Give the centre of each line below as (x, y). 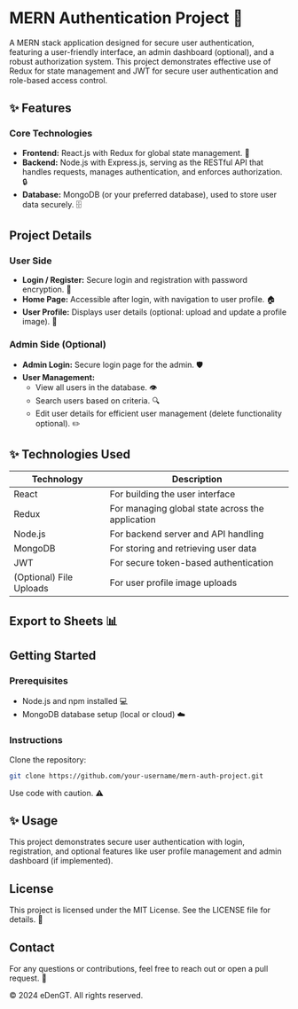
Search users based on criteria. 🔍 (98, 400)
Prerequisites (39, 681)
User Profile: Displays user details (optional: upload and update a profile (154, 312)
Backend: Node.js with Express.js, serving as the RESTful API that (143, 162)
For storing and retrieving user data (183, 549)
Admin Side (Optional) (58, 345)
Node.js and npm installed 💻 (75, 700)
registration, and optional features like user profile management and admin (145, 851)
